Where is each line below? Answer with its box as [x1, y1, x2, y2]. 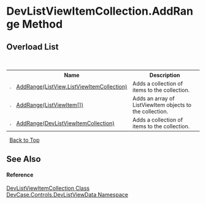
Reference [6, 171, 34, 178]
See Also [6, 154, 41, 164]
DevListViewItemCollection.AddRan [6, 4, 194, 18]
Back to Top [9, 136, 40, 144]
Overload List [6, 42, 59, 52]
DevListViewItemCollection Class [6, 184, 90, 192]
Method [22, 17, 63, 31]
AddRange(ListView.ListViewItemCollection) [16, 83, 128, 90]
